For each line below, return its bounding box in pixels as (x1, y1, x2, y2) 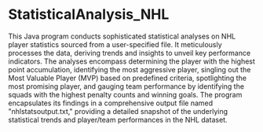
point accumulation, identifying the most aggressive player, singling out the (8, 64, 251, 74)
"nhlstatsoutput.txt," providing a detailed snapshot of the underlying (8, 106, 228, 115)
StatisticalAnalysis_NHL (8, 5, 170, 24)
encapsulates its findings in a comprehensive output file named (8, 98, 214, 108)
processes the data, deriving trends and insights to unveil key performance (8, 48, 251, 57)
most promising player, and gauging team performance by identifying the (8, 81, 245, 91)
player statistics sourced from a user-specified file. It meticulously (8, 39, 222, 49)
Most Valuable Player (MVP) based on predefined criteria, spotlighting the (8, 73, 247, 82)
